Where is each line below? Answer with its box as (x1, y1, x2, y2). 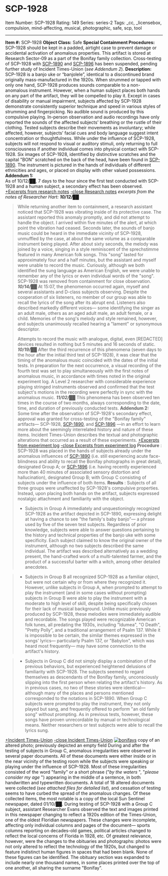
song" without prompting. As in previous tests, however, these (24, 711, 153, 717)
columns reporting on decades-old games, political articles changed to (5, 827, 151, 833)
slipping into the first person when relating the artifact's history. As (24, 679, 162, 685)
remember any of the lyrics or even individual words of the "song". (17, 273, 155, 279)
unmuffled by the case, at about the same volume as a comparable (17, 235, 155, 241)
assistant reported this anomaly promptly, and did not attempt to (17, 214, 150, 220)
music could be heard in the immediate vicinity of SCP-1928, (17, 230, 142, 236)
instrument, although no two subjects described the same (24, 543, 144, 549)
